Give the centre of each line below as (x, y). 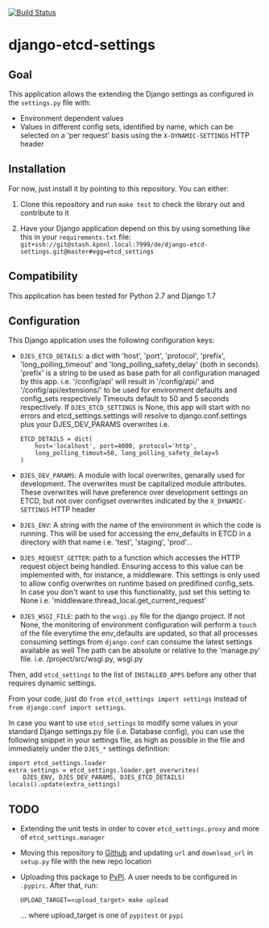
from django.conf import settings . (67, 707)
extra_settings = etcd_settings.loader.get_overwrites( (104, 771)
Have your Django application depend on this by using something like (135, 228)
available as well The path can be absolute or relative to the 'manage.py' (140, 650)
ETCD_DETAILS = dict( (56, 439)
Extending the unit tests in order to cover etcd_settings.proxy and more (140, 829)
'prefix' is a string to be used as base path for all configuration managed (140, 373)
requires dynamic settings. (52, 683)
